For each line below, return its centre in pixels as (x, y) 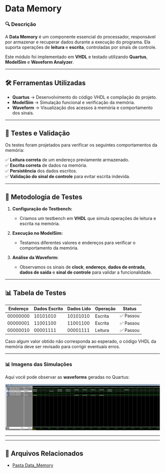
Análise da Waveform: (35, 257)
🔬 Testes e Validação (38, 133)
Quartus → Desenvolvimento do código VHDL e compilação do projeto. (84, 97)
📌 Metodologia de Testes (44, 197)
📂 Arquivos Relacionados (44, 454)
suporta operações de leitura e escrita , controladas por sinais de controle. (81, 47)
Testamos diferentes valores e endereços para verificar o (78, 243)
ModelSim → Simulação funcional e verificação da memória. (73, 103)
